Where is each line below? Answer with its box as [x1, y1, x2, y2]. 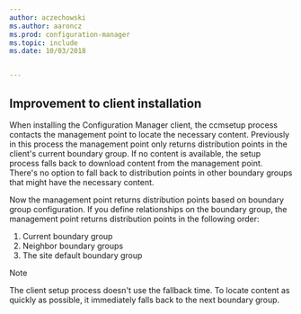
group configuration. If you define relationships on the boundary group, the [9, 203, 288, 214]
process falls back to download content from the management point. [9, 157, 263, 168]
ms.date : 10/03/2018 [9, 47, 87, 56]
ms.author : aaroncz [9, 22, 83, 31]
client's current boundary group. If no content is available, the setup [9, 148, 261, 158]
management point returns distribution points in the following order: [9, 213, 260, 224]
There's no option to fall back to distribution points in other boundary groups [9, 167, 293, 178]
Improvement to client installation [9, 95, 202, 111]
